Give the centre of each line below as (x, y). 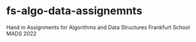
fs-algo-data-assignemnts (74, 11)
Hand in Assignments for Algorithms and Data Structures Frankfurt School (98, 27)
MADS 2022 (21, 33)
